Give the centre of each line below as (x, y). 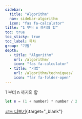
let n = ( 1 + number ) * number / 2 (41, 101)
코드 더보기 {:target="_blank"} (34, 111)
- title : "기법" (25, 69)
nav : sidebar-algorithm (33, 19)
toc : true (15, 32)
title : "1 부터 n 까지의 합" (32, 28)
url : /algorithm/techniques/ (43, 73)
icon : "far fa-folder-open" (42, 78)
